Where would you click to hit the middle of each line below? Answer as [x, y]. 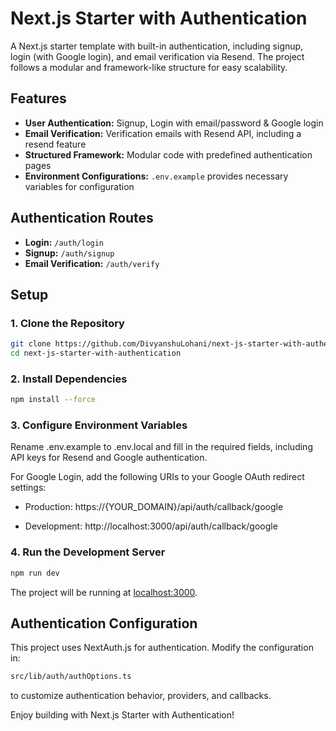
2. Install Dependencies [69, 379]
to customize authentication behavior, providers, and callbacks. [141, 696]
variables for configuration [79, 186]
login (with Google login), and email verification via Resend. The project [157, 56]
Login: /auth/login [64, 242]
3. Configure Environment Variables [99, 425]
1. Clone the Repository [67, 323]
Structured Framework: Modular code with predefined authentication [168, 154]
